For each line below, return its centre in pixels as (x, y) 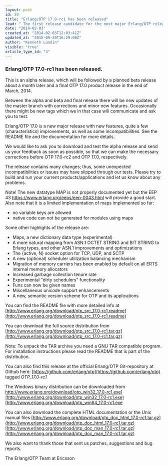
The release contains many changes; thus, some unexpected (68, 166)
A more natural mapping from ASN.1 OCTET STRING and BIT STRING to (86, 242)
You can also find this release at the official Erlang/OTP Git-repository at (79, 366)
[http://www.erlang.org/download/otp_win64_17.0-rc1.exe (64, 402)
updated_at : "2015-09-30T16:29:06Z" (43, 38)
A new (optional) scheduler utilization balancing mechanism (74, 258)
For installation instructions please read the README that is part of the (77, 351)
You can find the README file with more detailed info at (62, 305)
